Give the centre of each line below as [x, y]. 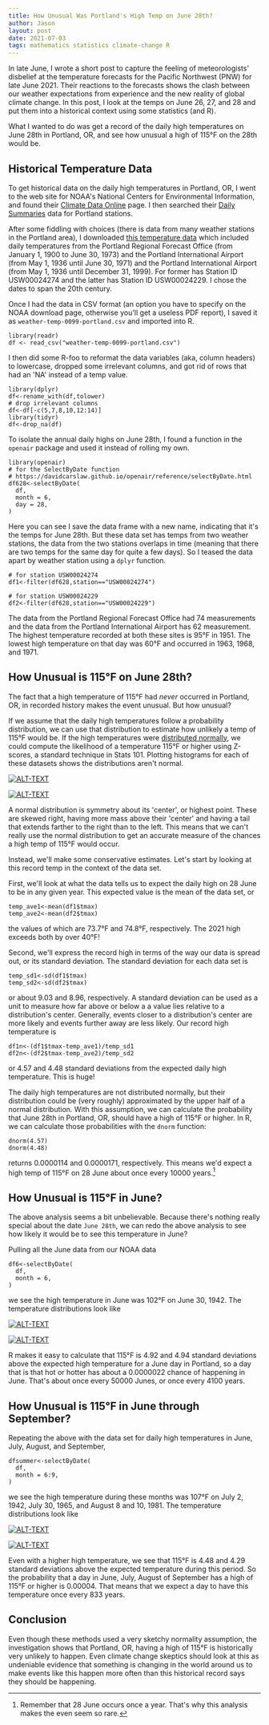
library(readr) [34, 336]
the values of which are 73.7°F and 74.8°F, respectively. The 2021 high [124, 928]
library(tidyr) [34, 417]
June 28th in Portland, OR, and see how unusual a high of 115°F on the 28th [133, 135]
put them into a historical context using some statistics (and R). [112, 111]
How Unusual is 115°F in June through [104, 1406]
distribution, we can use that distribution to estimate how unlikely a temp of [132, 729]
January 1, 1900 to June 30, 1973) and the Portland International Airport [126, 254]
